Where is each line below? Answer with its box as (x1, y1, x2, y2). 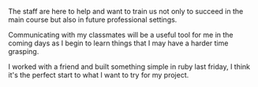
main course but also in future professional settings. (8, 15, 178, 24)
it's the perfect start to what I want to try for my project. (8, 71, 189, 79)
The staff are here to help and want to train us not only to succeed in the (8, 7, 244, 16)
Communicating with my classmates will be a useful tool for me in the (8, 31, 234, 39)
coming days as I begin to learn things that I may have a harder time (8, 38, 229, 48)
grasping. (8, 47, 39, 56)
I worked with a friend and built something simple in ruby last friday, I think (8, 62, 251, 71)
